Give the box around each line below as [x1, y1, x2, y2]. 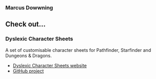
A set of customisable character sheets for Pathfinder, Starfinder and [5, 47, 151, 53]
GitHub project [12, 68, 44, 74]
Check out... [5, 20, 46, 29]
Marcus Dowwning [5, 4, 53, 11]
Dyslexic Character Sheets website [12, 62, 87, 68]
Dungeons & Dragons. [5, 52, 52, 58]
